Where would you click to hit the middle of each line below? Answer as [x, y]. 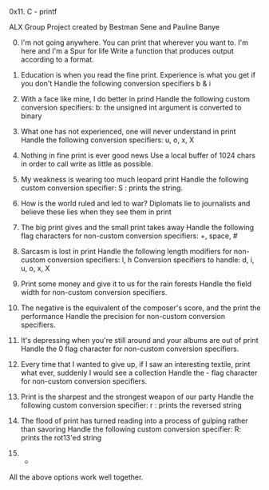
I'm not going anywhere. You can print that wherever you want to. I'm [134, 42]
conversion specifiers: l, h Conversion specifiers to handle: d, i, [151, 260]
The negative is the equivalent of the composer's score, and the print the [141, 308]
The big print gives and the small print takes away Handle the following [137, 227]
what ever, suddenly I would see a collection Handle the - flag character [139, 372]
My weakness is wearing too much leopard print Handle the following [134, 179]
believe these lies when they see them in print [96, 212]
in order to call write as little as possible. [87, 164]
